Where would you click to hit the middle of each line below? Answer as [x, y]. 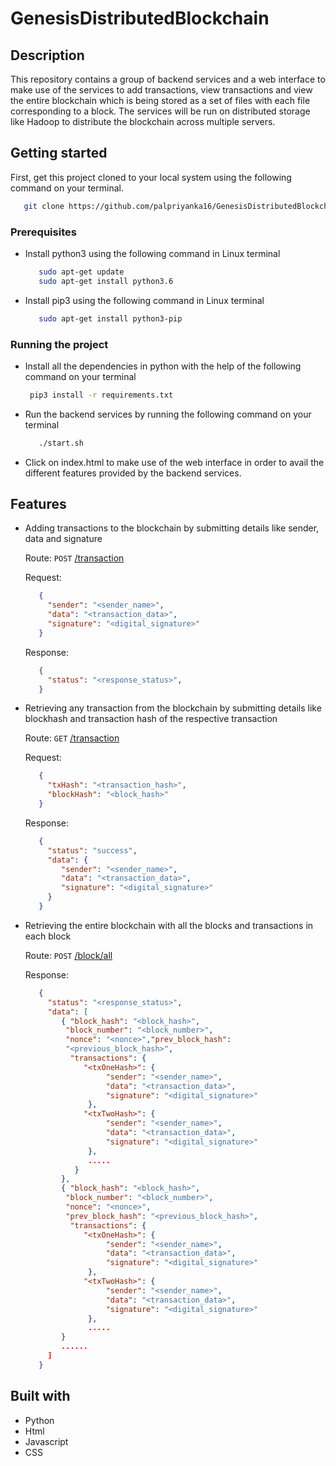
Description [47, 55]
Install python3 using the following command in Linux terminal [152, 253]
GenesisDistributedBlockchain [140, 18]
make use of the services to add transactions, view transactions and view [161, 90]
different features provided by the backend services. [133, 473]
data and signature [63, 539]
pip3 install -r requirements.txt [101, 395]
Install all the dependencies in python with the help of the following [163, 366]
